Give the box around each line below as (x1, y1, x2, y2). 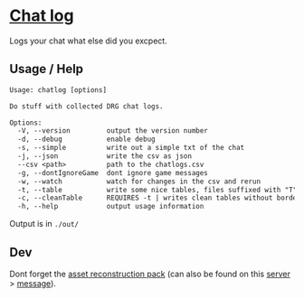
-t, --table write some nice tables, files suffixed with (17, 185, 281, 194)
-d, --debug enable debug (17, 135, 156, 144)
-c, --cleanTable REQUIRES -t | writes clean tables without (17, 193, 273, 203)
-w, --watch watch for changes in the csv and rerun (17, 177, 261, 186)
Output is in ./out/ (9, 219, 80, 229)
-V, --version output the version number (17, 126, 208, 135)
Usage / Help (9, 61, 84, 77)
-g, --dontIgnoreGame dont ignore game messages (17, 168, 208, 177)
